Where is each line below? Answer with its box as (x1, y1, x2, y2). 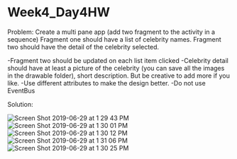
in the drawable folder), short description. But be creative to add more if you (7, 71, 231, 80)
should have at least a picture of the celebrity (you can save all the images (7, 64, 225, 72)
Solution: (7, 100, 33, 108)
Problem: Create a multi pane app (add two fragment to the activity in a (7, 28, 215, 36)
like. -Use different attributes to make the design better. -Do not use (7, 78, 206, 87)
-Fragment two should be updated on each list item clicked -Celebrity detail (7, 56, 228, 64)
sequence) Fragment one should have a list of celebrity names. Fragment (7, 35, 221, 43)
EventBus (7, 86, 35, 95)
